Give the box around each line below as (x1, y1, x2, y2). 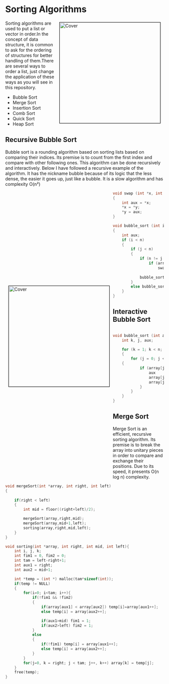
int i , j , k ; (14, 549, 42, 554)
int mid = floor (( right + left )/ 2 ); (23, 507, 96, 512)
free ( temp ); (14, 670, 39, 675)
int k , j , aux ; (121, 337, 153, 343)
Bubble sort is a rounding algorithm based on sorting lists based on (5, 149, 144, 155)
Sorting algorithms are (5, 20, 52, 26)
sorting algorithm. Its (113, 436, 156, 442)
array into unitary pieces (113, 447, 163, 453)
